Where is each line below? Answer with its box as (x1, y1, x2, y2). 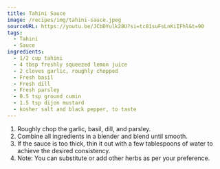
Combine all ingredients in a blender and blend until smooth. (16, 132, 188, 140)
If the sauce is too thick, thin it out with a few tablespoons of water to (16, 139, 213, 148)
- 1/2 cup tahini (13, 55, 63, 62)
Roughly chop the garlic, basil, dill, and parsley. (16, 124, 151, 133)
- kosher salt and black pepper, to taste (13, 106, 137, 113)
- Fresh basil (13, 74, 54, 81)
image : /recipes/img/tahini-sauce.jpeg (7, 16, 122, 23)
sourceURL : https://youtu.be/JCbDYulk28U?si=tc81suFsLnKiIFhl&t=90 (7, 23, 205, 30)
